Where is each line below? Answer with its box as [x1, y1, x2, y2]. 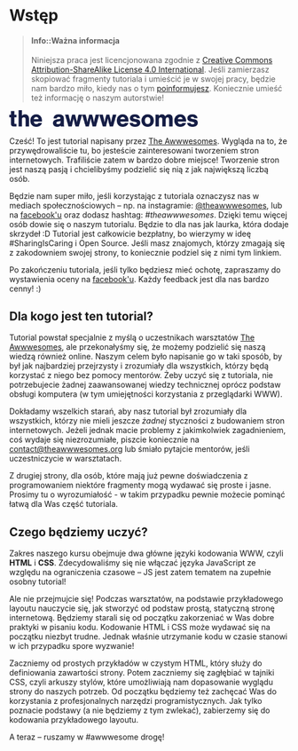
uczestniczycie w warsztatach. [9, 454, 122, 464]
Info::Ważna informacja [30, 35, 120, 45]
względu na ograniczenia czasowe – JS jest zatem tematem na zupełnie [9, 567, 272, 578]
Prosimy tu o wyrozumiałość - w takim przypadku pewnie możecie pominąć [9, 489, 286, 500]
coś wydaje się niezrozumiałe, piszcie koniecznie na [9, 434, 200, 445]
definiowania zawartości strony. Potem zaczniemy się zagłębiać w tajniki [9, 668, 275, 678]
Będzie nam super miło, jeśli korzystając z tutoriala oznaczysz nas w [9, 190, 260, 201]
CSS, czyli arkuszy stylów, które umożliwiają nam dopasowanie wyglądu [9, 676, 273, 688]
